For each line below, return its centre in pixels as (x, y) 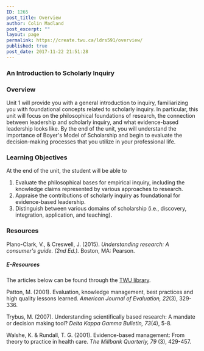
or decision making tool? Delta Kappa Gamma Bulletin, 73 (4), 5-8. (89, 323)
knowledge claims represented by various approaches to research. (99, 189)
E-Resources (23, 265)
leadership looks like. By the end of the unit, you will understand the (91, 128)
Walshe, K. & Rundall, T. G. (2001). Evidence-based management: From (95, 335)
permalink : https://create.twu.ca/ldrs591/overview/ (75, 40)
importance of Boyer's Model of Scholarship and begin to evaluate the (94, 135)
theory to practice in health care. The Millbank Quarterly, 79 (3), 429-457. (99, 341)
